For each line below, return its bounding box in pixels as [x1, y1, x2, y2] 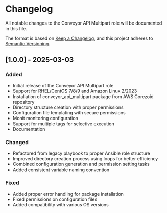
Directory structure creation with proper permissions [12, 104, 124, 110]
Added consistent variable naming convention [12, 167, 110, 173]
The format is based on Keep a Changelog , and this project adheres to [5, 35, 153, 41]
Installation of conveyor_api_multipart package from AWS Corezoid [12, 93, 154, 100]
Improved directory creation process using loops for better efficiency [12, 155, 158, 161]
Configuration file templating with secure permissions [12, 109, 126, 115]
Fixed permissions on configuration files [12, 196, 98, 202]
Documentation [12, 126, 45, 132]
